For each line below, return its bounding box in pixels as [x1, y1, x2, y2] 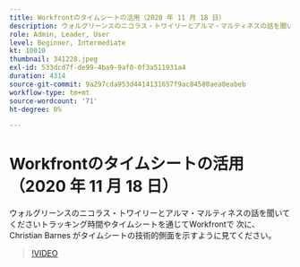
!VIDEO [30, 248, 58, 259]
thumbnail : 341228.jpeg [9, 55, 99, 64]
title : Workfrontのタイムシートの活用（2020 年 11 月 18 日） [9, 13, 226, 22]
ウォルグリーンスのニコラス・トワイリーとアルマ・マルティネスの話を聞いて [9, 208, 291, 219]
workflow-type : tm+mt [9, 88, 90, 97]
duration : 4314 [9, 72, 66, 81]
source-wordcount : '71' [9, 96, 99, 106]
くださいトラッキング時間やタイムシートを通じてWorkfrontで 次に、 [9, 219, 260, 229]
